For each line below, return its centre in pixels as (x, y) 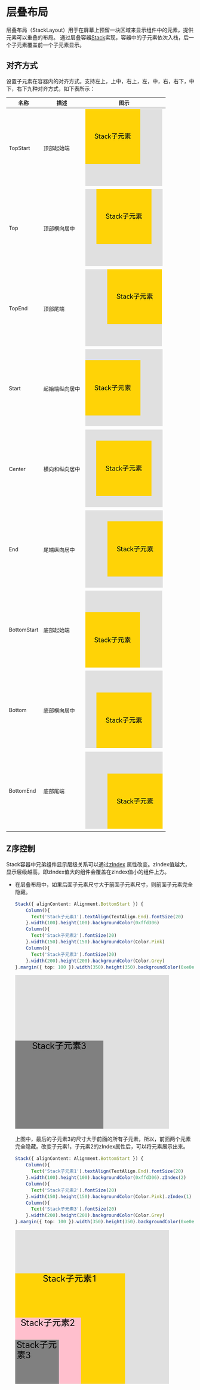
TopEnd (18, 308)
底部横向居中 (59, 710)
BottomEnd (22, 791)
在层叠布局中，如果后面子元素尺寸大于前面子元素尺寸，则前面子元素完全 (104, 884)
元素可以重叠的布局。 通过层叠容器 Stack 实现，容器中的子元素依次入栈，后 (98, 37)
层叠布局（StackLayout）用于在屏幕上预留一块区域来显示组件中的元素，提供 (100, 30)
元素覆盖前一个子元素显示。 (50, 45)
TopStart (19, 148)
